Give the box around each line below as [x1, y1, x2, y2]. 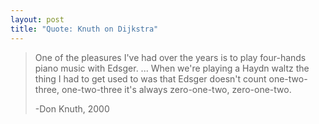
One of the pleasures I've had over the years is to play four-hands [34, 51, 307, 63]
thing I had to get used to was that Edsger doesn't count [34, 72, 267, 85]
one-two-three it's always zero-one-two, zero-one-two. [61, 83, 292, 95]
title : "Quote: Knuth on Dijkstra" [10, 24, 159, 34]
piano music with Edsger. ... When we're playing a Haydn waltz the [34, 62, 310, 74]
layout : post [10, 14, 65, 25]
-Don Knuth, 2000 [34, 102, 110, 115]
